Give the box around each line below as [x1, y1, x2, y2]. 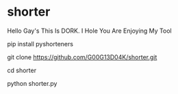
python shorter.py [7, 79, 58, 87]
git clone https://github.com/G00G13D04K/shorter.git [7, 52, 157, 61]
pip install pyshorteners [7, 40, 74, 48]
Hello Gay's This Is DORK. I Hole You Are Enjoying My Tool [7, 27, 173, 35]
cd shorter [7, 66, 36, 74]
